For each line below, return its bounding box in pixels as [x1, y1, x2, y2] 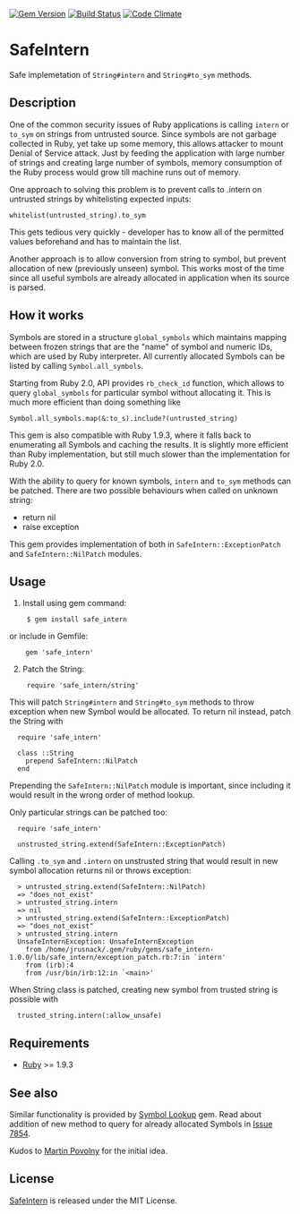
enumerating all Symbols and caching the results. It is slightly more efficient [9, 439, 289, 449]
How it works [9, 308, 84, 323]
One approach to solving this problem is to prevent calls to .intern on [9, 184, 262, 194]
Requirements [9, 1035, 90, 1051]
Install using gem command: [21, 598, 127, 609]
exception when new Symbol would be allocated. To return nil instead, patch [9, 706, 291, 717]
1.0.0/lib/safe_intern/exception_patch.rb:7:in [9, 953, 191, 962]
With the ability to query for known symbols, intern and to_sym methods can [9, 475, 291, 486]
